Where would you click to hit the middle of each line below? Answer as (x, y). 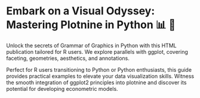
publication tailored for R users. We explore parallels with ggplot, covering (97, 51)
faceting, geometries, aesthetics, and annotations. (68, 58)
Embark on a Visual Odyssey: (81, 11)
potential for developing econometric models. (62, 88)
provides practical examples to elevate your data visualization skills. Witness (100, 76)
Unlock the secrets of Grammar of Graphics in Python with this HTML (92, 45)
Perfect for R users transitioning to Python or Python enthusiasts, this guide (99, 69)
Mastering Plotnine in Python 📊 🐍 (91, 25)
